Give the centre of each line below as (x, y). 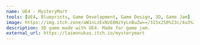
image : (14, 22)
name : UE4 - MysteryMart (37, 11)
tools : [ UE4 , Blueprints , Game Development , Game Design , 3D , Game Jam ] (98, 17)
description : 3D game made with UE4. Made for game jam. (78, 28)
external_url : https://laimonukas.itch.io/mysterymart (76, 33)
